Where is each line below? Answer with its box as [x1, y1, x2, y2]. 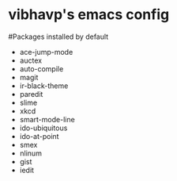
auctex [19, 56, 42, 65]
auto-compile [19, 64, 64, 73]
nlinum [19, 148, 42, 158]
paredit [19, 89, 43, 98]
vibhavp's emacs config [8, 6, 170, 24]
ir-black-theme [19, 81, 69, 90]
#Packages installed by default [8, 32, 109, 41]
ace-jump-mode [19, 47, 73, 56]
